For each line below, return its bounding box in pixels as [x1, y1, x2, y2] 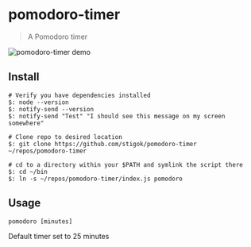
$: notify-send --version [8, 105, 94, 113]
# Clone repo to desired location [8, 133, 123, 141]
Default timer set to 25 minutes [8, 231, 110, 241]
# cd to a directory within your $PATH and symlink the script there [8, 160, 244, 168]
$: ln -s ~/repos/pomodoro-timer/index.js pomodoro [8, 175, 183, 183]
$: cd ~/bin [8, 168, 48, 176]
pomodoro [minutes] [8, 217, 73, 226]
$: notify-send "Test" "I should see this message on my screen [8, 112, 226, 120]
